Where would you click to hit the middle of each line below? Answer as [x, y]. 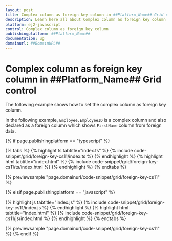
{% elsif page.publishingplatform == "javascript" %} [60, 192]
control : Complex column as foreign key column [57, 29]
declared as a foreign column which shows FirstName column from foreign [84, 125]
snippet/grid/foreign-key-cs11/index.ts [46, 156]
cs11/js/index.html [24, 218]
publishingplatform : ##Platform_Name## [48, 34]
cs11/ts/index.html [24, 167]
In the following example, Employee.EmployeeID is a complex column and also [86, 120]
